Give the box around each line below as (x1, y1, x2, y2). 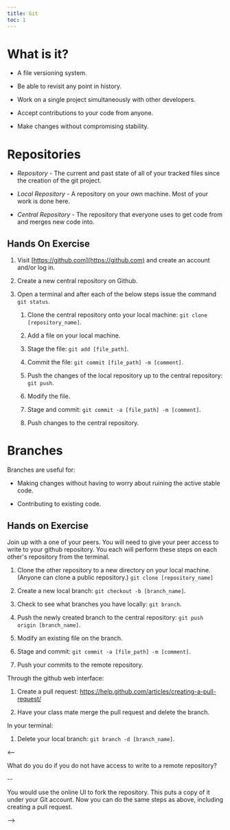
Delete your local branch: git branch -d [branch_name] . (16, 734, 175, 743)
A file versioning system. (16, 69, 87, 77)
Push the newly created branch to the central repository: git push (16, 613, 204, 621)
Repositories (7, 146, 81, 162)
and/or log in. (16, 263, 56, 272)
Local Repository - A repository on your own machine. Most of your (16, 190, 208, 198)
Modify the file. (27, 392, 71, 400)
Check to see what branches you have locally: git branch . (16, 600, 182, 608)
